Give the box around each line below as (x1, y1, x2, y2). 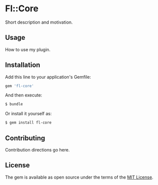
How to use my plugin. (5, 46, 51, 52)
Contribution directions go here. (5, 147, 70, 153)
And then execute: (5, 92, 42, 98)
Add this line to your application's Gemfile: (5, 74, 91, 80)
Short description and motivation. (5, 19, 73, 25)
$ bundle (5, 102, 23, 107)
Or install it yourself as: (5, 111, 52, 117)
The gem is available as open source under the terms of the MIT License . (5, 174, 154, 180)
